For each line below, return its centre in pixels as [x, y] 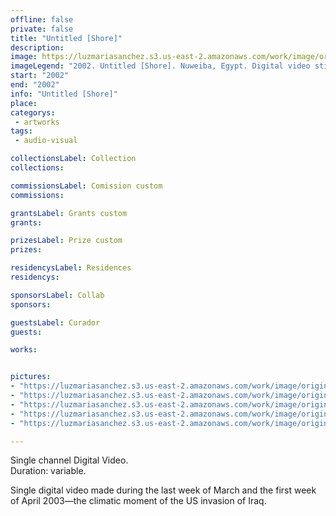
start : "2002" [40, 76]
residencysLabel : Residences [71, 268]
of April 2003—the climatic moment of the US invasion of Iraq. [138, 501]
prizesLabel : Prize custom [66, 241]
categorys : [33, 112]
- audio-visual [46, 141]
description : [37, 47]
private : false [42, 29]
